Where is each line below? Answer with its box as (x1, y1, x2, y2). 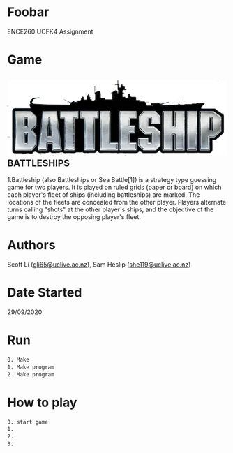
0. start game (7, 418, 49, 426)
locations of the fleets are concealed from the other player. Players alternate (7, 198, 227, 207)
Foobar (7, 4, 50, 20)
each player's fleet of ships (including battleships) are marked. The (7, 191, 200, 199)
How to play (7, 394, 77, 410)
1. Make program (7, 364, 54, 371)
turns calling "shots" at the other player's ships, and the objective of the (7, 205, 214, 214)
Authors (7, 237, 56, 253)
